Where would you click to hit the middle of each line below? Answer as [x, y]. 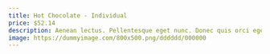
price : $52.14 [32, 23]
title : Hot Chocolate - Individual [68, 15]
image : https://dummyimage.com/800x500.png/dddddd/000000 [107, 38]
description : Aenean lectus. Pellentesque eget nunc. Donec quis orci [129, 30]
